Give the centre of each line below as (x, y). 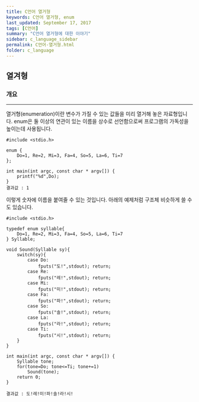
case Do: (38, 260)
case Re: (38, 272)
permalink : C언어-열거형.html (40, 45)
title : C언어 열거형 (28, 12)
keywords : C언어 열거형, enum (40, 17)
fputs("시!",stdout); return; (74, 336)
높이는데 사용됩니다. (29, 129)
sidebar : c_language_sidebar (42, 39)
